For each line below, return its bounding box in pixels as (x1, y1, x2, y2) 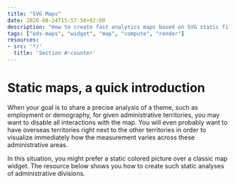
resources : (7, 37, 39, 44)
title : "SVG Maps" (7, 10, 61, 18)
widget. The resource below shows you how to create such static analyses (7, 161, 224, 170)
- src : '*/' (7, 43, 42, 50)
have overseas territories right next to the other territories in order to (7, 125, 207, 134)
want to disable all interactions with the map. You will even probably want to (7, 118, 228, 127)
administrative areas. (7, 140, 68, 149)
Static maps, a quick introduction (7, 80, 206, 96)
